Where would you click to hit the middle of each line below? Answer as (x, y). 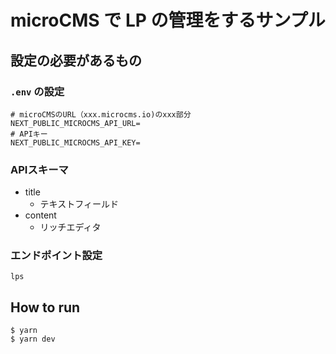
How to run (45, 307)
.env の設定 (37, 91)
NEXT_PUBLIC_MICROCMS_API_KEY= (75, 142)
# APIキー (29, 134)
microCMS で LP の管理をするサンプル (168, 20)
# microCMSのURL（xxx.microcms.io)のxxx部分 (101, 114)
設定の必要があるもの (76, 60)
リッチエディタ (70, 227)
